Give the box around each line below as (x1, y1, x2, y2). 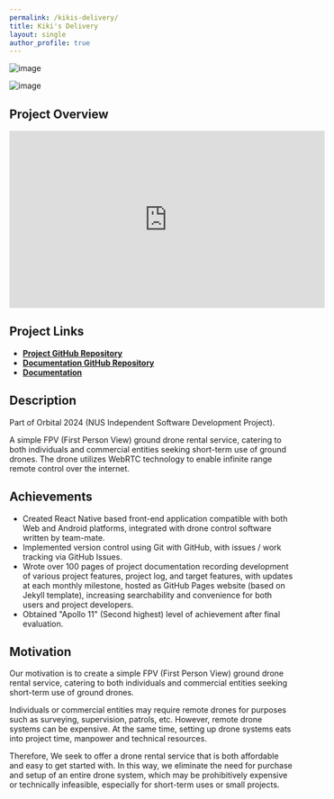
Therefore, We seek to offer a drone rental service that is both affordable (9, 750, 279, 761)
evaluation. (22, 618, 64, 629)
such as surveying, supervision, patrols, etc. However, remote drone (9, 714, 263, 725)
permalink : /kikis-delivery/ (9, 13, 119, 22)
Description (9, 393, 77, 408)
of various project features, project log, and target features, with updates (22, 570, 293, 581)
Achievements (9, 489, 93, 505)
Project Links (9, 324, 85, 339)
